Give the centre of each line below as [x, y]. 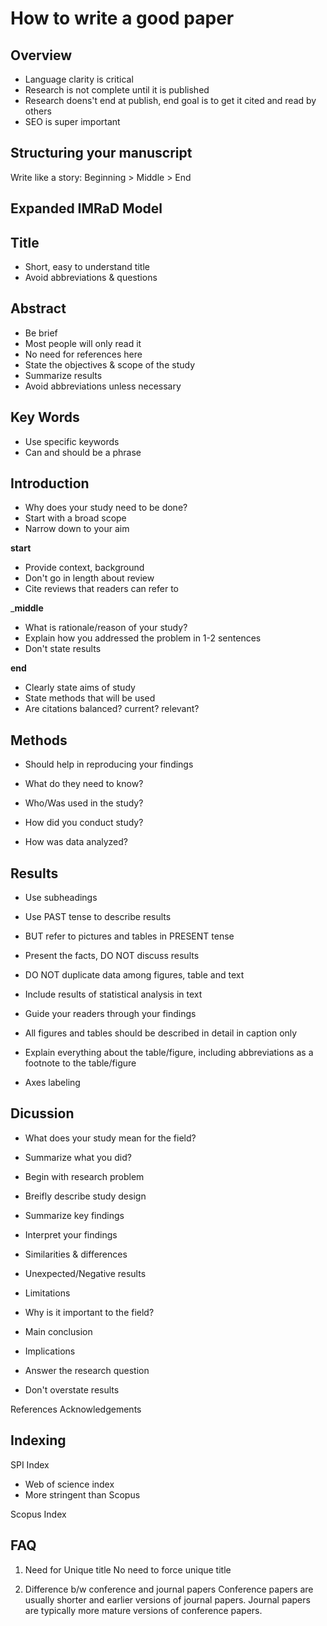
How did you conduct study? [84, 823]
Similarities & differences [76, 1254]
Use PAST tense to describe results [98, 917]
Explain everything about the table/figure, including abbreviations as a [169, 1053]
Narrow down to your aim [77, 529]
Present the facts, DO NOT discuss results [112, 956]
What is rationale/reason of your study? [106, 628]
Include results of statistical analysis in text [113, 994]
